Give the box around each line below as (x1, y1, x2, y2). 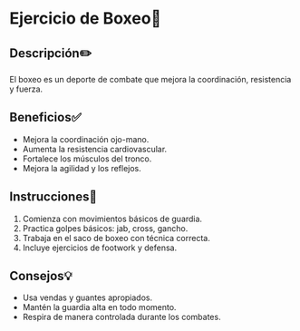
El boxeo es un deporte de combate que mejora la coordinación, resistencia (9, 74, 292, 84)
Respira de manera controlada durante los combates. (22, 312, 221, 323)
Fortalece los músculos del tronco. (22, 153, 152, 164)
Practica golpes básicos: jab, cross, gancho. (22, 222, 189, 234)
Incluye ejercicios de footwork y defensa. (22, 242, 178, 253)
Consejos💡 (9, 268, 73, 284)
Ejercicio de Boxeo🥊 (9, 8, 161, 29)
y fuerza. (9, 83, 44, 94)
